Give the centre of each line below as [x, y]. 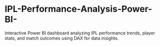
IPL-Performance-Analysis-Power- [79, 9]
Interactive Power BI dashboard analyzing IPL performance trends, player [80, 33]
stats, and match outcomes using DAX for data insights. [62, 38]
